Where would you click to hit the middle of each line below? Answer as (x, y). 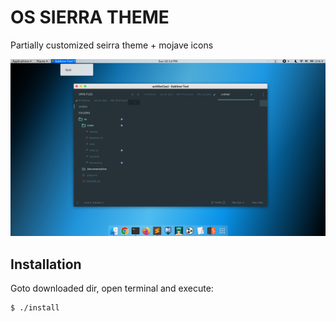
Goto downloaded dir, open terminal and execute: (112, 288)
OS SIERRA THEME (90, 17)
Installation (46, 264)
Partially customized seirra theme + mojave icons (112, 45)
